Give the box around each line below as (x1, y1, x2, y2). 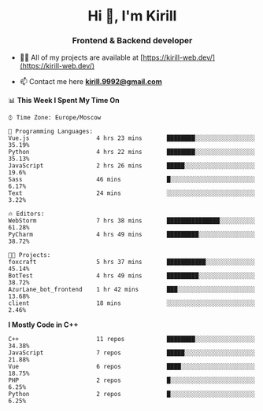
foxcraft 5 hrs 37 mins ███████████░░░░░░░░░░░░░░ (8, 259, 256, 266)
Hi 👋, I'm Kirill (87, 7, 177, 25)
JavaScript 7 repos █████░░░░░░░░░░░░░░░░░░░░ (8, 349, 256, 357)
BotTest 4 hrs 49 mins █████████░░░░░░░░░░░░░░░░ (8, 272, 256, 280)
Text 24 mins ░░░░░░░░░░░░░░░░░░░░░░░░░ (8, 189, 256, 197)
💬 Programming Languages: (8, 127, 93, 136)
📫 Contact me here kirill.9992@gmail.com (19, 77, 163, 86)
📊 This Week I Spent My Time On (8, 96, 120, 105)
